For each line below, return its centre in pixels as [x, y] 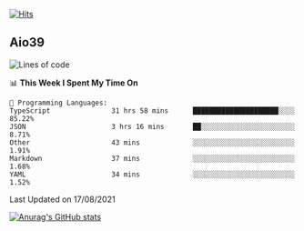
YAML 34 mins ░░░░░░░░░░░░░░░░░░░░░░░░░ [152, 174]
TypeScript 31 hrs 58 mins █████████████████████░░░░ [152, 110]
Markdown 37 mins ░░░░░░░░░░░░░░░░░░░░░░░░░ [152, 158]
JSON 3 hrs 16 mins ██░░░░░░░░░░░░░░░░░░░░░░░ [152, 126]
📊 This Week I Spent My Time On [74, 83]
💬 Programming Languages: [58, 103]
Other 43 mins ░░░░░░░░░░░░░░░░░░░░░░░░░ [152, 142]
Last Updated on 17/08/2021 [62, 199]
